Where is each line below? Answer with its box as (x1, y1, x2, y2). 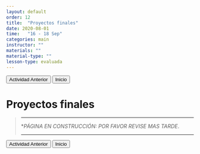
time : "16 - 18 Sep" (6, 31, 62, 37)
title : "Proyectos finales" (6, 20, 79, 26)
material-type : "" (6, 53, 52, 59)
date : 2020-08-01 (6, 25, 49, 32)
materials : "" (6, 48, 42, 54)
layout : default (6, 8, 46, 15)
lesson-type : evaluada (6, 58, 62, 64)
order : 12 (6, 14, 31, 20)
